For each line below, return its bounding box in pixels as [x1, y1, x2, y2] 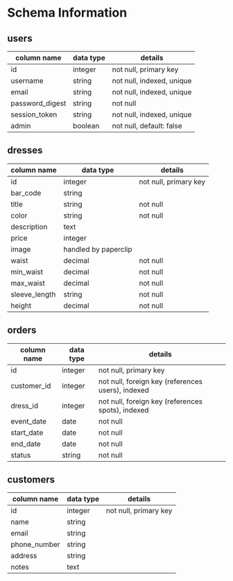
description [10, 222, 48, 232]
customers [7, 474, 55, 486]
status [10, 450, 31, 460]
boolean [72, 121, 100, 130]
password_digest [10, 98, 67, 108]
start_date [10, 428, 44, 437]
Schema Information [7, 5, 128, 21]
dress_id [10, 401, 39, 410]
